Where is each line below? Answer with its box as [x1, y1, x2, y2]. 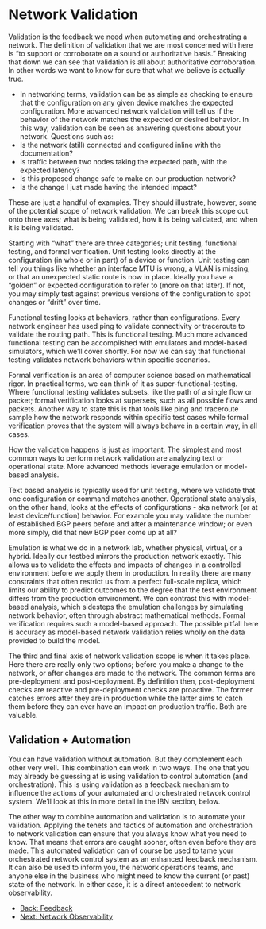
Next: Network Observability [19, 912, 114, 921]
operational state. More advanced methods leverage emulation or [8, 461, 222, 471]
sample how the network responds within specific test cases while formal [8, 412, 249, 422]
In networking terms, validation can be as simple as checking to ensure [19, 89, 253, 98]
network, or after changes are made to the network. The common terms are [8, 668, 256, 677]
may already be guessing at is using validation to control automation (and [8, 771, 248, 781]
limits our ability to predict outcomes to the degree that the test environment [8, 585, 258, 595]
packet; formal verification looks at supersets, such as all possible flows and [8, 395, 258, 405]
